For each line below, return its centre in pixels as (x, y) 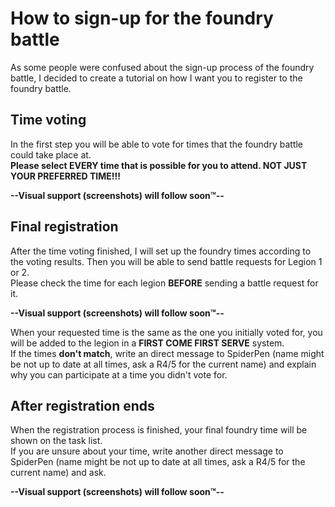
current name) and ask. (58, 473)
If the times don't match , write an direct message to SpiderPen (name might (167, 353)
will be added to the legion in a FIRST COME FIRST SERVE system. (147, 343)
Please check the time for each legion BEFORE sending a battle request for (164, 283)
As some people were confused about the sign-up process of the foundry (162, 67)
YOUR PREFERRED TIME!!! (65, 176)
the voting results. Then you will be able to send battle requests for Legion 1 (166, 261)
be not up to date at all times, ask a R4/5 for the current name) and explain (163, 364)
